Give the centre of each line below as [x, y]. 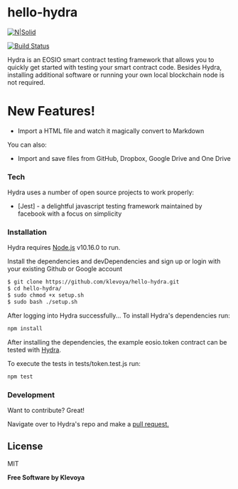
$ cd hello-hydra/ [34, 289]
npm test [20, 377]
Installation [27, 232]
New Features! [52, 111]
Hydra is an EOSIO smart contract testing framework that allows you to [111, 59]
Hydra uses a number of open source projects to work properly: [101, 192]
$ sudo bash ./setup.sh [43, 302]
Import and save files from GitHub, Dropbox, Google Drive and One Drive [124, 158]
